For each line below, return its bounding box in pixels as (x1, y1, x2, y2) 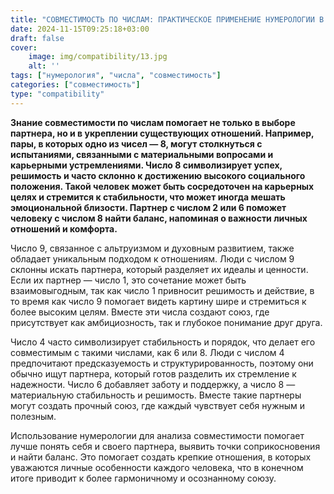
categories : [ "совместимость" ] (10, 80, 141, 90)
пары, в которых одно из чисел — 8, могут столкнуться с (10, 137, 263, 150)
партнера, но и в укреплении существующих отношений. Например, (10, 127, 315, 139)
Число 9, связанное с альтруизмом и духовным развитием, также (10, 242, 295, 254)
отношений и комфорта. (10, 222, 118, 235)
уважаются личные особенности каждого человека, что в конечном (10, 461, 304, 473)
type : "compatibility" (10, 89, 105, 99)
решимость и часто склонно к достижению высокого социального (10, 169, 306, 181)
